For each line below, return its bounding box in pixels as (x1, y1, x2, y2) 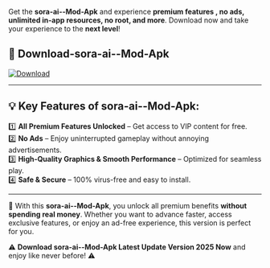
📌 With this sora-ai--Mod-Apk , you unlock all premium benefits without (8, 200, 247, 210)
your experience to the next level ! (8, 24, 121, 33)
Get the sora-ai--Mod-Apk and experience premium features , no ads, (8, 7, 245, 16)
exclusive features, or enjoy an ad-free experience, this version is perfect (8, 217, 252, 228)
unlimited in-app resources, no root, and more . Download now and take (8, 15, 249, 25)
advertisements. (8, 145, 62, 155)
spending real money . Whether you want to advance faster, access (8, 209, 232, 219)
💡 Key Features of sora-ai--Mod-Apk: (8, 100, 199, 113)
